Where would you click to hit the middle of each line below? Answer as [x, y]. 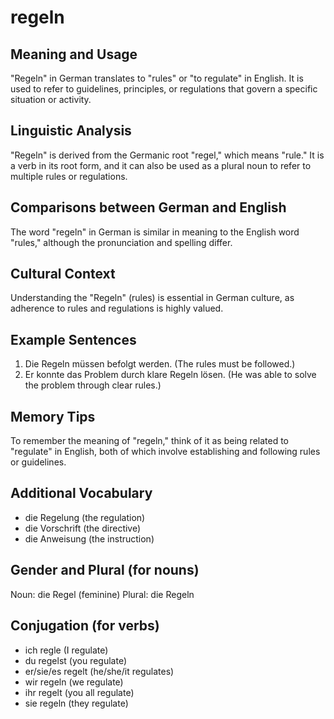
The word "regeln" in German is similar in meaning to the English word [155, 232]
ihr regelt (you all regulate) [79, 692]
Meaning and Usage [74, 54]
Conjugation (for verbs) [85, 626]
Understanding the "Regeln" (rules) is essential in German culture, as [152, 298]
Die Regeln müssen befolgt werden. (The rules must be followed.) [160, 364]
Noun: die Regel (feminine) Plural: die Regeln [102, 594]
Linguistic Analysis [71, 131]
